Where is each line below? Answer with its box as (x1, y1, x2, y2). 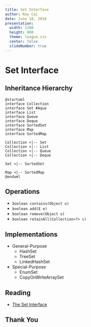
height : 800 (9, 30, 34, 35)
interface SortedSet (5, 123, 47, 128)
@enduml (5, 174, 21, 179)
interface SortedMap (5, 131, 47, 136)
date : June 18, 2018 (5, 16, 47, 21)
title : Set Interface (5, 7, 49, 12)
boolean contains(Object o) (12, 201, 69, 206)
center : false (9, 39, 38, 44)
